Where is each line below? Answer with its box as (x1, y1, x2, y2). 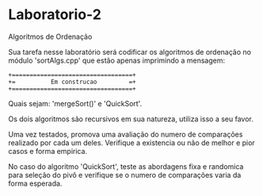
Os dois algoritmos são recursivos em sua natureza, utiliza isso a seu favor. (8, 113, 253, 124)
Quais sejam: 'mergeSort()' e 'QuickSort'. (8, 98, 143, 108)
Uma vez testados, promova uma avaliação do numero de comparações (8, 129, 243, 139)
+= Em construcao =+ (8, 78, 136, 86)
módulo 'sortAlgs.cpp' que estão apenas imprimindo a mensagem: (8, 56, 226, 65)
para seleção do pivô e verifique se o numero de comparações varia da (8, 170, 242, 179)
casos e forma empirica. (8, 146, 88, 156)
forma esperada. (8, 179, 63, 188)
